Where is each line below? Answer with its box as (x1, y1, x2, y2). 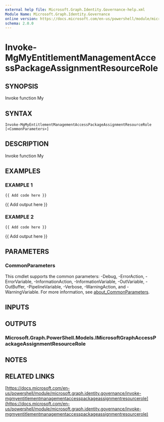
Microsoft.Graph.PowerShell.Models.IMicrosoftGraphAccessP (5, 334, 156, 341)
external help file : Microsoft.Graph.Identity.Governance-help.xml (5, 7, 145, 12)
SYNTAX (5, 109, 33, 117)
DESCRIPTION (5, 140, 49, 148)
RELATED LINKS (5, 373, 55, 381)
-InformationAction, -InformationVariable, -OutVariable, (34, 279, 145, 284)
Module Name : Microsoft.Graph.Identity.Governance (5, 12, 110, 17)
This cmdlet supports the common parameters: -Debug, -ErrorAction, (5, 273, 145, 279)
